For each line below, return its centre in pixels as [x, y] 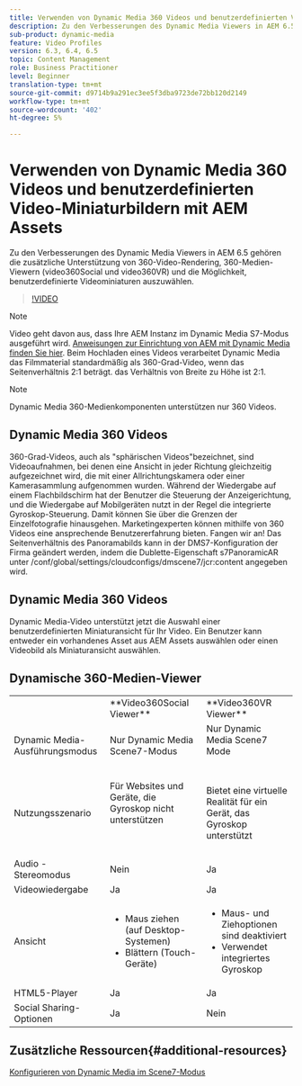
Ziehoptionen [249, 924]
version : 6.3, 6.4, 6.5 [54, 51]
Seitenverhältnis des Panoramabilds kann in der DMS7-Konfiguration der [144, 543]
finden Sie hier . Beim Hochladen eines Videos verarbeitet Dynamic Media [145, 353]
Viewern [25, 272]
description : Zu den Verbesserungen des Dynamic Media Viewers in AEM [144, 26]
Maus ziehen [152, 919]
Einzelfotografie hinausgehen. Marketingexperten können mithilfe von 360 [147, 524]
